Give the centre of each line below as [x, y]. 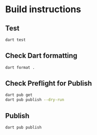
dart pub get [19, 95]
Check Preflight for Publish [48, 83]
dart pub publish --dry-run [35, 100]
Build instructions [43, 9]
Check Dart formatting [41, 56]
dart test [16, 40]
